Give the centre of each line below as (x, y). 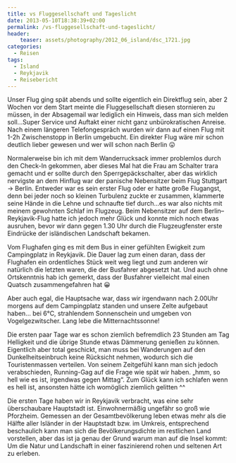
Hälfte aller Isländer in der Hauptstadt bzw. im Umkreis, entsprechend (108, 423)
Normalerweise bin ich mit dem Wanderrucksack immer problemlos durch (114, 158)
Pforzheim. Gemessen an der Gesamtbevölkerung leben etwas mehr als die (117, 416)
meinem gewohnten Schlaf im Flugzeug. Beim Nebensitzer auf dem (105, 211)
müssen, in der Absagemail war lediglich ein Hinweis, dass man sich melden (118, 115)
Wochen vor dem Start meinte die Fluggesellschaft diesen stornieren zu (111, 107)
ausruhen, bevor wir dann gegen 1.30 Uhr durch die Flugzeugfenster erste (115, 226)
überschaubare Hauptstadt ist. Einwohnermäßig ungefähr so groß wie (108, 409)
